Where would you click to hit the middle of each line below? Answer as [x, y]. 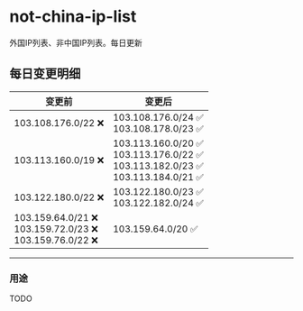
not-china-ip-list [73, 17]
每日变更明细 [45, 74]
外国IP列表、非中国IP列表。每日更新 [76, 42]
